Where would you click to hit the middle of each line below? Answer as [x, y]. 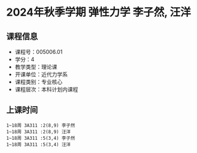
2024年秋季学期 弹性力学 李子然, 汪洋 [99, 12]
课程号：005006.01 [39, 52]
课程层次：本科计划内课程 [46, 89]
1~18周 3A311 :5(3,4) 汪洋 [38, 145]
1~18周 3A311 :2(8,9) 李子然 [41, 125]
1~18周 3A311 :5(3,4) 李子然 [41, 138]
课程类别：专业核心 [39, 82]
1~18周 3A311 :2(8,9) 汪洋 [38, 132]
